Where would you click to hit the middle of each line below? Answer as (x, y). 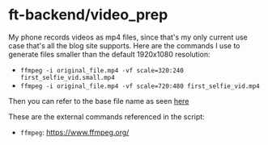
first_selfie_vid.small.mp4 (67, 77)
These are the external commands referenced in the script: (106, 116)
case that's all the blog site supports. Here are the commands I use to (124, 45)
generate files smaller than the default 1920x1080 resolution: (109, 54)
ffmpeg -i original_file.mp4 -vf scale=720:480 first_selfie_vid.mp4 (140, 86)
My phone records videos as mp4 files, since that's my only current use (128, 37)
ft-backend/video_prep (88, 15)
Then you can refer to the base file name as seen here (99, 101)
